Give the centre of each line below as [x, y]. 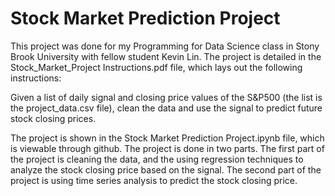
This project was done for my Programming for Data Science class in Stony [165, 46]
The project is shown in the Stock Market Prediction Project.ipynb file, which [167, 138]
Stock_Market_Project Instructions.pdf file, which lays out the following [156, 67]
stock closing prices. [53, 118]
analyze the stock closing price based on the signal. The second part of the [166, 169]
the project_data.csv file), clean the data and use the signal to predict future [166, 108]
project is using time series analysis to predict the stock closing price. [154, 180]
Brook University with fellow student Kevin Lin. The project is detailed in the [166, 56]
